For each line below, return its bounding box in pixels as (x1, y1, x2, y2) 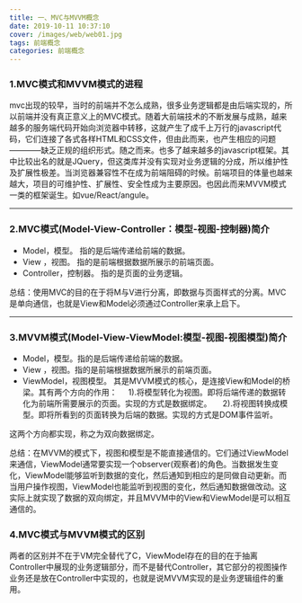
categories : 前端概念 (9, 47, 85, 56)
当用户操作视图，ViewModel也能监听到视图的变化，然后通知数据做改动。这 (9, 482, 288, 492)
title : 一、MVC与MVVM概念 (9, 13, 100, 22)
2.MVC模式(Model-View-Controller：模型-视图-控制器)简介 (9, 223, 270, 235)
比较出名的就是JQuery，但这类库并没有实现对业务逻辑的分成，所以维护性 (16, 156, 289, 167)
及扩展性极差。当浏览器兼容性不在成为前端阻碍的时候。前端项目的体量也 (9, 167, 277, 178)
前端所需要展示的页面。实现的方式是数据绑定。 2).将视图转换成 (38, 398, 280, 409)
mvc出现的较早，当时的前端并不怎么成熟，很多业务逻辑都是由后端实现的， (9, 100, 285, 111)
